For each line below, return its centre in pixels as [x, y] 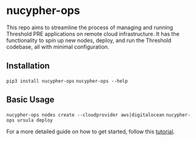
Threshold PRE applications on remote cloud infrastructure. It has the [93, 33]
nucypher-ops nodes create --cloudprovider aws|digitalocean [86, 115]
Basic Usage [30, 100]
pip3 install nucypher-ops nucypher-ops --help [67, 81]
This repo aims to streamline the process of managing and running [90, 27]
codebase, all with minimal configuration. [58, 47]
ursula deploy [35, 120]
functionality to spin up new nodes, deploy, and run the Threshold [89, 40]
